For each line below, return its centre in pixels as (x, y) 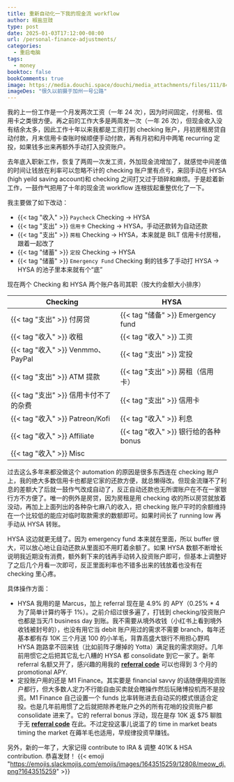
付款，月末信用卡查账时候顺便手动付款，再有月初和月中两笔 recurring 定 (117, 138)
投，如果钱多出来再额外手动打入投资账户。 (68, 147)
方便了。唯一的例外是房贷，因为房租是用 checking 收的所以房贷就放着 (126, 498)
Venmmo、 (87, 350)
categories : (24, 46)
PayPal (22, 359)
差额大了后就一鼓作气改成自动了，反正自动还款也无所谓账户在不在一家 (120, 490)
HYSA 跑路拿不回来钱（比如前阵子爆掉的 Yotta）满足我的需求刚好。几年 (120, 647)
